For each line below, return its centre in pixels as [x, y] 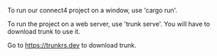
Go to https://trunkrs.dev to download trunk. [72, 45]
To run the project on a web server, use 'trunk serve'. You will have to [109, 24]
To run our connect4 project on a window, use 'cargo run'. [92, 10]
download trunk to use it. [44, 32]
